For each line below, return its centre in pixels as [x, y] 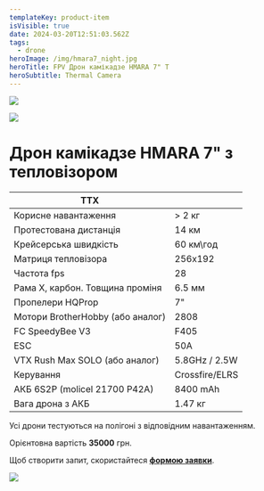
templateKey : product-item [59, 17]
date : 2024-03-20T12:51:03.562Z [69, 34]
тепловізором [64, 172]
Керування [37, 374]
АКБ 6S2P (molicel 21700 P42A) [84, 389]
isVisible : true [39, 26]
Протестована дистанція [67, 230]
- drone [32, 51]
